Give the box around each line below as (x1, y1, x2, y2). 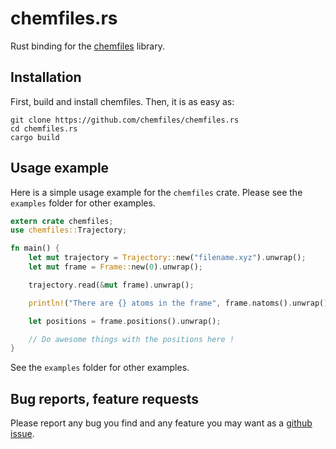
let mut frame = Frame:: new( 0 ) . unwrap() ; (28, 262, 203, 272)
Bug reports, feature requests (10, 390, 200, 407)
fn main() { (10, 243, 60, 254)
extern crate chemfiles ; (10, 216, 114, 226)
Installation (10, 69, 82, 86)
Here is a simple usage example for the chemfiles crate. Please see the (10, 186, 303, 198)
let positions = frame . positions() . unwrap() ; (28, 316, 222, 326)
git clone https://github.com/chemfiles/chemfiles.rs (10, 115, 240, 125)
